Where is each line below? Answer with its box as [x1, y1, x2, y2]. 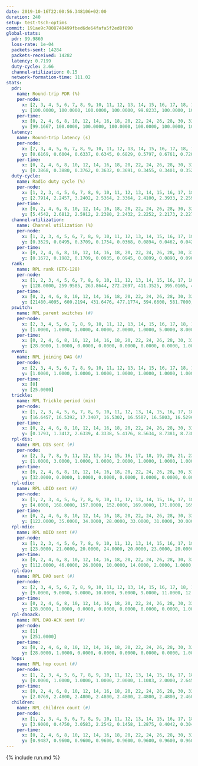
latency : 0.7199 [11, 58, 51, 64]
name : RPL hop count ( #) [16, 661, 78, 667]
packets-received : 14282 [11, 52, 72, 58]
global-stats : [6, 31, 41, 37]
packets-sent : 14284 [11, 47, 62, 53]
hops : [11, 656, 25, 662]
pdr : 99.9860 [11, 36, 44, 42]
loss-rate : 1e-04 [11, 42, 54, 48]
